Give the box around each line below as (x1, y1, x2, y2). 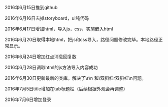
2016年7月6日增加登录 (5, 96, 52, 102)
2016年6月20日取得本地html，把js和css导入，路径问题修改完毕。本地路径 (5, 37, 158, 42)
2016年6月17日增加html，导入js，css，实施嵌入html (5, 26, 113, 32)
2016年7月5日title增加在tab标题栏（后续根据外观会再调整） (5, 86, 128, 92)
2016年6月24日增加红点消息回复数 (5, 54, 77, 60)
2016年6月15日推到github (5, 5, 58, 10)
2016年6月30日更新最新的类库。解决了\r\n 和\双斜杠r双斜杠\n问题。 (5, 75, 147, 81)
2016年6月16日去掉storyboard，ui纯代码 (5, 15, 89, 21)
